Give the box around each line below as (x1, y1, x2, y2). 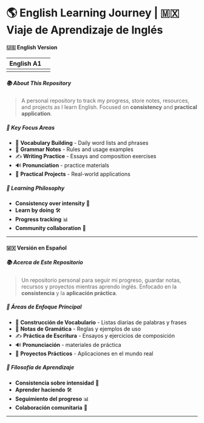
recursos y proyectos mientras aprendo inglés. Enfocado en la (21, 282, 177, 290)
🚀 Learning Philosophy (6, 184, 65, 192)
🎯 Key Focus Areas (6, 124, 55, 131)
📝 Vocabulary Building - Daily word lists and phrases (15, 139, 149, 147)
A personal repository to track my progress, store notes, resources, (21, 97, 190, 105)
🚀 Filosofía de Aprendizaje (6, 364, 75, 371)
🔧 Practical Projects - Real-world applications (15, 170, 131, 178)
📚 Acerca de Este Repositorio (6, 259, 83, 266)
